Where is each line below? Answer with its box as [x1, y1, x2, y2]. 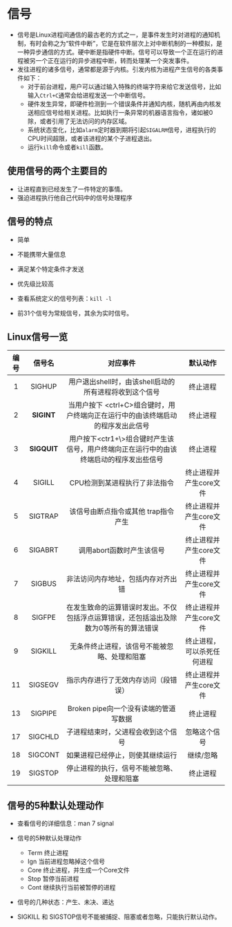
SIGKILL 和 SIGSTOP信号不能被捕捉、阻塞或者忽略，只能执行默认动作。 [17, 912, 221, 921]
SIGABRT [28, 545, 59, 555]
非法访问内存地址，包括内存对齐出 [66, 574, 177, 584]
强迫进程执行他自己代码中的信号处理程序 [17, 193, 133, 201]
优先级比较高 [17, 279, 54, 288]
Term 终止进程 [27, 849, 69, 857]
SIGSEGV [28, 680, 59, 690]
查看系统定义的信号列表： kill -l [17, 294, 112, 302]
